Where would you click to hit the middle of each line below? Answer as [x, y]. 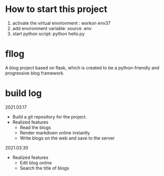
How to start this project [56, 9]
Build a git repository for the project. [50, 116]
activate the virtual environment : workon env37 [61, 23]
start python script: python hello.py [48, 33]
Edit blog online [36, 162]
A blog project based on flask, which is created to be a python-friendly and [82, 67]
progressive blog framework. [35, 73]
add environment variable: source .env [52, 28]
